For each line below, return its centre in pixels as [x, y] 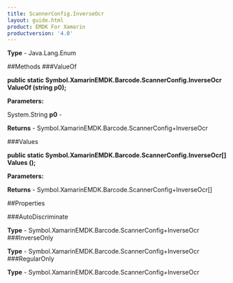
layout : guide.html [36, 20]
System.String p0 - [35, 115]
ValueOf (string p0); [37, 87]
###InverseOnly [30, 238]
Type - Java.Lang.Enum [42, 53]
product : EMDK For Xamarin [46, 27]
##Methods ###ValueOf [42, 66]
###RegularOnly [31, 259]
